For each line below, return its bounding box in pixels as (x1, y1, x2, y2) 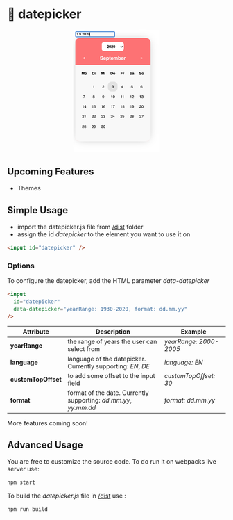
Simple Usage (7, 204, 69, 216)
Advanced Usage (7, 439, 83, 451)
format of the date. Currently (67, 389, 149, 397)
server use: (7, 465, 40, 473)
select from (67, 345, 101, 353)
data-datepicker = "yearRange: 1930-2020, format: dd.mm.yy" (13, 305, 188, 312)
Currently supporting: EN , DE (67, 361, 150, 371)
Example (180, 327, 207, 336)
